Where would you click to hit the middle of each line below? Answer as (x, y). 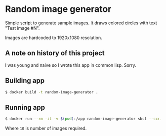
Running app (25, 107)
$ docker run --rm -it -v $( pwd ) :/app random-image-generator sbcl (76, 119)
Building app (25, 81)
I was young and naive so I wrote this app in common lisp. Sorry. (71, 65)
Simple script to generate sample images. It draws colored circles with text (81, 23)
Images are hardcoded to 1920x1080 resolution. (54, 38)
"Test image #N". (22, 28)
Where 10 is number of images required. (46, 128)
